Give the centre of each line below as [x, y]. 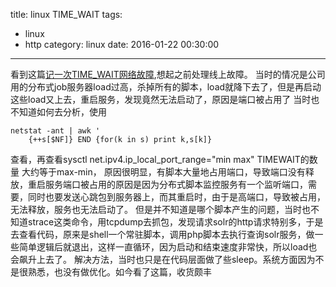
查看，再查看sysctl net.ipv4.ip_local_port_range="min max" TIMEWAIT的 [160, 159]
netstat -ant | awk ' [55, 131]
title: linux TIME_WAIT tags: [66, 14]
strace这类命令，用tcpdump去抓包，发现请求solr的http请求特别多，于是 [175, 222]
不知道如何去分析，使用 [58, 112]
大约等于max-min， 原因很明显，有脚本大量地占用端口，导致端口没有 [163, 172]
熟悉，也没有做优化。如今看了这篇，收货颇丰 [119, 272]
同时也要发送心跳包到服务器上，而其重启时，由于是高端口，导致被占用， [176, 197]
